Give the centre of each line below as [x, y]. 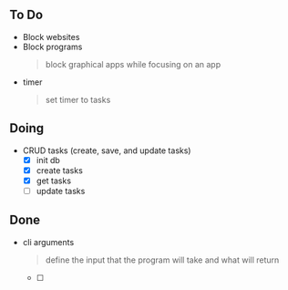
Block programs [52, 47]
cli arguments [48, 242]
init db [48, 160]
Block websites [51, 36]
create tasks [60, 170]
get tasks [53, 181]
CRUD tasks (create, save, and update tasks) [107, 150]
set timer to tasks [78, 99]
